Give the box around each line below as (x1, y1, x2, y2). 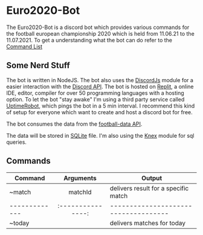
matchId (68, 188, 92, 196)
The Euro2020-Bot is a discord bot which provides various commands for (6, 24, 190, 31)
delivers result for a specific (109, 184, 189, 192)
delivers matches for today (109, 219, 186, 227)
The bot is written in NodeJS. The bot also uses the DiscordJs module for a (6, 76, 193, 83)
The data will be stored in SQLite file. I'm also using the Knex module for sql (6, 132, 195, 139)
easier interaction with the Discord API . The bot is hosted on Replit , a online (6, 83, 195, 90)
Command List (6, 43, 43, 50)
